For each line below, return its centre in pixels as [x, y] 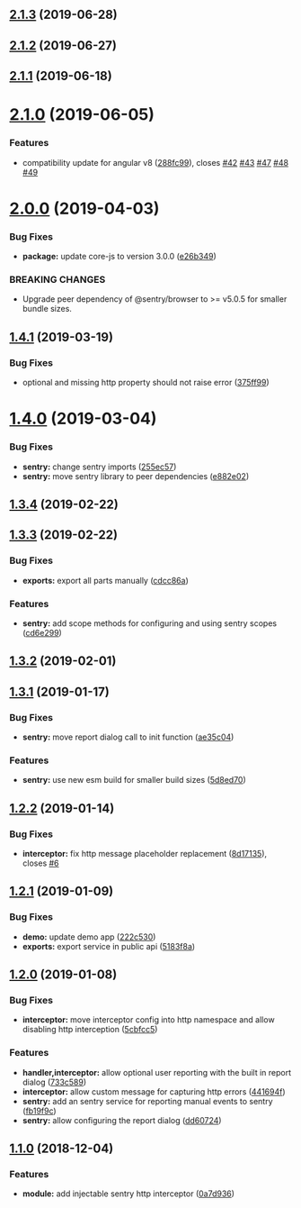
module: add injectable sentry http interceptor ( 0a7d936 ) [128, 1194]
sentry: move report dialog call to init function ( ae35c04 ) [128, 737]
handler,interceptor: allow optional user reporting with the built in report [157, 1072]
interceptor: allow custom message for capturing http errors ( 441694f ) [154, 1091]
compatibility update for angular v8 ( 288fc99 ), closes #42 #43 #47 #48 [155, 162]
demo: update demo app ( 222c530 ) [89, 937]
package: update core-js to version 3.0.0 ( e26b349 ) [120, 257]
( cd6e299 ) [42, 632]
